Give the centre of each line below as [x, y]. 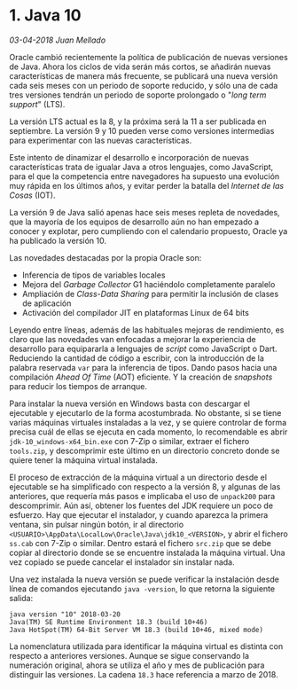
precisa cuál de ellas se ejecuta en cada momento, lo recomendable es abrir [148, 432]
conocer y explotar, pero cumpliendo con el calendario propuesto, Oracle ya [148, 231]
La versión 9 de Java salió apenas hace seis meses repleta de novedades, [145, 212]
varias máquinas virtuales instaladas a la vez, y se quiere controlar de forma [148, 422]
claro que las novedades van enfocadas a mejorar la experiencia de [133, 339]
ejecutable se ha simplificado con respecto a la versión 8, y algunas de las [145, 486]
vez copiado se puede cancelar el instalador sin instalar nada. [122, 562]
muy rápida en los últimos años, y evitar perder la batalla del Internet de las [147, 185]
